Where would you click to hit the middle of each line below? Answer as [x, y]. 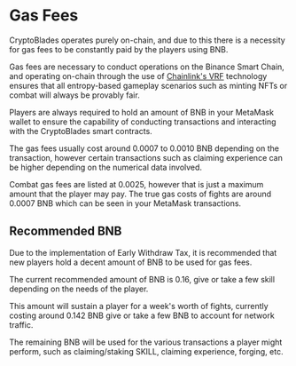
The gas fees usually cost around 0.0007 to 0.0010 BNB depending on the [144, 148]
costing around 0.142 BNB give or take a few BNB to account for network [142, 315]
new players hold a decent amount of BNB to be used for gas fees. [131, 262]
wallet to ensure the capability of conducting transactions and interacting [143, 122]
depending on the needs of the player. [79, 289]
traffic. [21, 324]
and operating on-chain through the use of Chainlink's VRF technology [138, 76]
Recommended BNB [66, 231]
